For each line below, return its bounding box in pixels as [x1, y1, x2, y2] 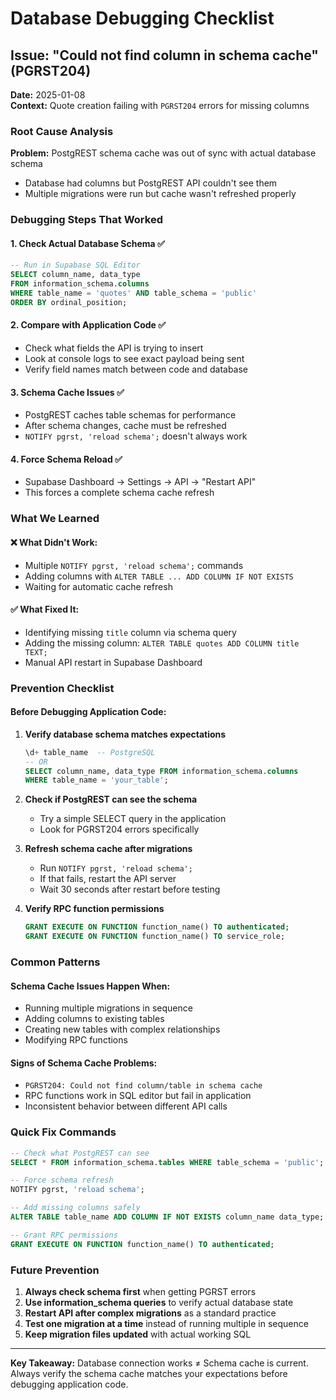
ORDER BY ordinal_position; [10, 297, 128, 307]
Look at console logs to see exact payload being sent [24, 353, 245, 364]
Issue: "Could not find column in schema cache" [10, 47, 319, 64]
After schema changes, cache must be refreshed [24, 420, 227, 432]
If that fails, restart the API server [39, 873, 177, 885]
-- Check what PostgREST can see [10, 1148, 150, 1158]
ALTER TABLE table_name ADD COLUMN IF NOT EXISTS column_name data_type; [10, 1212, 325, 1222]
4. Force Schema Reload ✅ [10, 453, 123, 465]
